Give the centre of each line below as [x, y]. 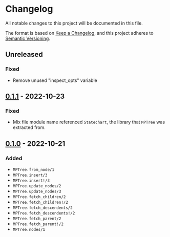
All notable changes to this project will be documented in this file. [74, 23]
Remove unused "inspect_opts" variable [55, 80]
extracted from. [29, 127]
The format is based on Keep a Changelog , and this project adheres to [79, 33]
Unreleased [24, 55]
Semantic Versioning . [28, 38]
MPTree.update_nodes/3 [37, 191]
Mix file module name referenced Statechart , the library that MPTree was [89, 122]
